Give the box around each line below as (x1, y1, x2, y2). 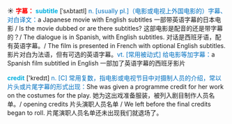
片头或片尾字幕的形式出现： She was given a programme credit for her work (7, 83, 224, 91)
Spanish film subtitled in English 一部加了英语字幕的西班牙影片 (7, 59, 186, 67)
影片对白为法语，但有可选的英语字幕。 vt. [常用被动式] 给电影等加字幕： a (7, 50, 215, 59)
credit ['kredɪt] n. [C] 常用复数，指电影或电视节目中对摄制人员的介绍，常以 (7, 74, 222, 82)
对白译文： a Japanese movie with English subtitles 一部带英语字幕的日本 (7, 15, 215, 24)
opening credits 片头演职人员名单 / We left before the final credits (23, 100, 211, 108)
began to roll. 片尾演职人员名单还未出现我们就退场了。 (7, 109, 163, 117)
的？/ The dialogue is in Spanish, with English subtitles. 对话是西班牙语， (7, 33, 216, 41)
